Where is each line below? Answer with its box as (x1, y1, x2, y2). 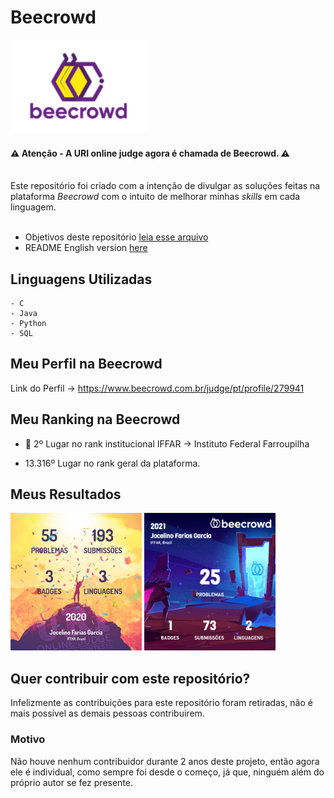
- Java (10, 308, 38, 318)
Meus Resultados (10, 486, 122, 503)
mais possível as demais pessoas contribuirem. (10, 707, 205, 720)
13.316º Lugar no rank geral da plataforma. (24, 457, 201, 469)
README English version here (24, 242, 148, 254)
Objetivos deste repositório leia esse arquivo (24, 231, 209, 243)
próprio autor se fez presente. (10, 776, 134, 788)
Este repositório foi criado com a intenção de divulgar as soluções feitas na (10, 180, 321, 192)
